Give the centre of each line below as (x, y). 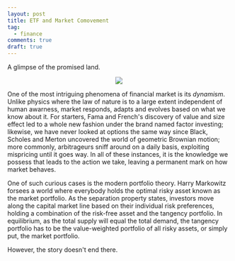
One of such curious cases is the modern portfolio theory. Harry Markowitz (117, 183)
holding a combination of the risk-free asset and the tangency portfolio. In (115, 213)
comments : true (30, 40)
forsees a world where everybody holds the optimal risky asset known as (114, 191)
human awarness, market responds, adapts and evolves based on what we (116, 109)
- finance (28, 34)
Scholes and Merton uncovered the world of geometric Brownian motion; (114, 139)
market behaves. (32, 170)
